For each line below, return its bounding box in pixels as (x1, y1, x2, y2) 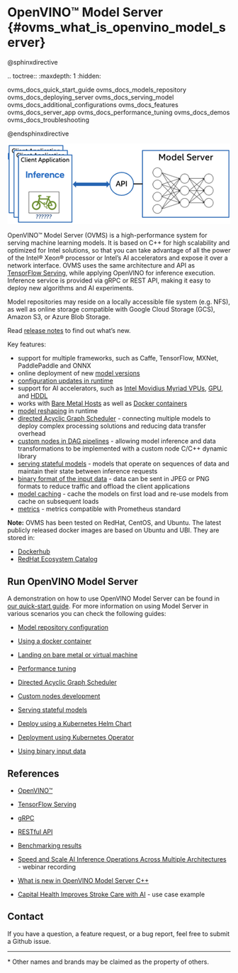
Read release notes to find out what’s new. (7, 326, 131, 335)
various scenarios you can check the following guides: (7, 610, 166, 618)
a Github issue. (7, 937, 51, 945)
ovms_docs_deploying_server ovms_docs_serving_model (7, 93, 174, 101)
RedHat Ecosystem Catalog (17, 555, 98, 564)
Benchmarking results (17, 842, 82, 850)
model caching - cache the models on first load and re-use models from (17, 490, 229, 498)
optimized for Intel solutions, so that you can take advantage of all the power (7, 246, 231, 255)
